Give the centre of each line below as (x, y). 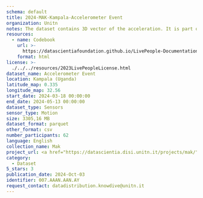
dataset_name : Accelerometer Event (51, 74)
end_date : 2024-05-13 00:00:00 (46, 101)
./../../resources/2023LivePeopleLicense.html (71, 68)
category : (19, 158)
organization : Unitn (32, 23)
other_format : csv (29, 130)
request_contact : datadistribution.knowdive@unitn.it (76, 186)
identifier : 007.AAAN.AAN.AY (43, 180)
